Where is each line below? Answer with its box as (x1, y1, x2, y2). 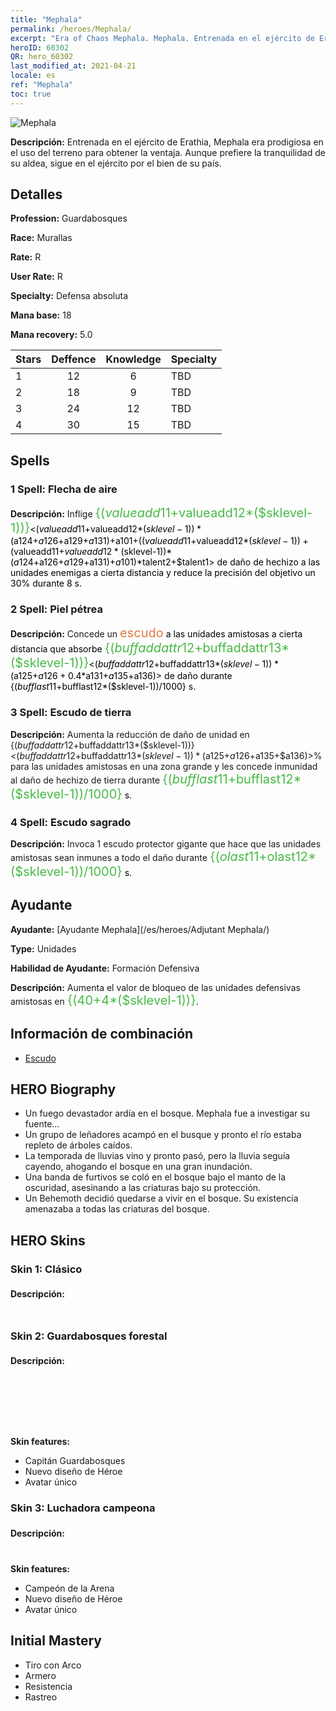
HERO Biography (10, 1081, 117, 1098)
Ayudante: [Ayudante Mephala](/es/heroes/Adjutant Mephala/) (10, 923, 270, 935)
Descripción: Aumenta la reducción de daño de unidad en (10, 728, 250, 740)
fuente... (24, 1118, 60, 1130)
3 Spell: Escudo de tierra (10, 706, 132, 720)
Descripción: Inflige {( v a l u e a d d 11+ (10, 505, 180, 521)
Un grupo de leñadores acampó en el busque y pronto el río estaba (24, 1129, 302, 1141)
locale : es (10, 71, 56, 81)
